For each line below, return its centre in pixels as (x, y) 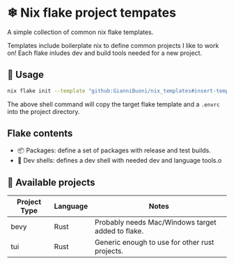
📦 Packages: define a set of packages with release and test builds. (114, 150)
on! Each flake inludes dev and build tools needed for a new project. (105, 53)
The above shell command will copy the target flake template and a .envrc (114, 104)
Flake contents (40, 134)
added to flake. (119, 231)
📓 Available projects (51, 182)
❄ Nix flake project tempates (92, 13)
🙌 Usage (25, 75)
